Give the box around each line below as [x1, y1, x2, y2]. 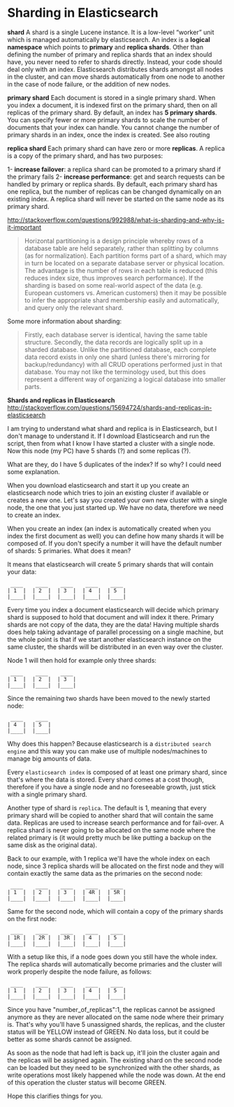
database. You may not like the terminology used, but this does [24, 367, 206, 376]
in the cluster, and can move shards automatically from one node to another [7, 72, 226, 81]
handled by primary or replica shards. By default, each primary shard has [7, 179, 218, 188]
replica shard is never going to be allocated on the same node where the [7, 826, 216, 834]
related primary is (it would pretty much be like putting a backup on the [7, 833, 212, 842]
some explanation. [7, 467, 61, 476]
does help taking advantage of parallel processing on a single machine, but [7, 627, 224, 636]
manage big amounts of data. [7, 754, 92, 763]
